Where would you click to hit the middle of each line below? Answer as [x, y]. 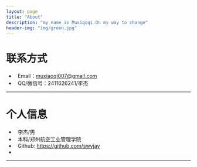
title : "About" [25, 17]
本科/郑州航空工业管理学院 [49, 139]
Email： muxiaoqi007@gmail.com [57, 76]
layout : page [22, 11]
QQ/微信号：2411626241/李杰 [53, 83]
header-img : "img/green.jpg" [42, 28]
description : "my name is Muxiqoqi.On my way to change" [77, 22]
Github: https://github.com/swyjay [59, 146]
